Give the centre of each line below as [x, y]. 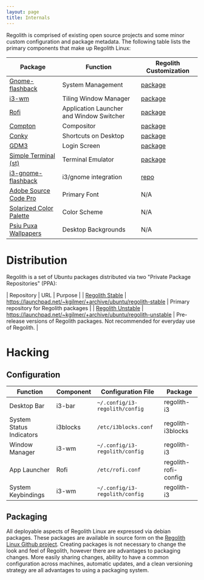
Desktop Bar [27, 406]
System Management [93, 85]
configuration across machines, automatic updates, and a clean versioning [100, 564]
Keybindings [27, 495]
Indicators [24, 435]
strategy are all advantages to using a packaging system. [78, 570]
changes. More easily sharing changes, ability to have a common [87, 557]
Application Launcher [93, 108]
